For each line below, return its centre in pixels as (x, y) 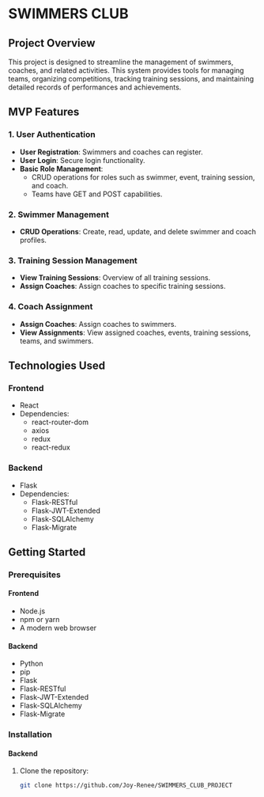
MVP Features (44, 112)
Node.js (32, 611)
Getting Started (47, 552)
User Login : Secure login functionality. (82, 160)
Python (31, 664)
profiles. (33, 240)
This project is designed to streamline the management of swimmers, (121, 62)
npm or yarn (40, 620)
